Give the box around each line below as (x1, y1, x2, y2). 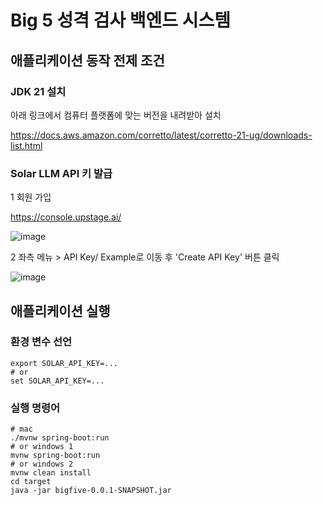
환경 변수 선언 (10, 335, 73, 349)
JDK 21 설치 (10, 84, 67, 98)
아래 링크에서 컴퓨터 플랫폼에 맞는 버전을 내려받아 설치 (10, 109, 222, 121)
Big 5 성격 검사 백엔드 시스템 (10, 9, 231, 32)
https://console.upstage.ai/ (10, 211, 122, 223)
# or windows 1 (10, 442, 74, 452)
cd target (10, 477, 52, 487)
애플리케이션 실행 (10, 302, 111, 320)
